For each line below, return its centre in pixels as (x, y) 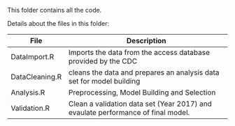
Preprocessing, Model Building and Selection (142, 92)
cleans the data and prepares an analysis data (144, 72)
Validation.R (30, 108)
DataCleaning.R (36, 77)
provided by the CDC (103, 61)
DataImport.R (33, 57)
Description (146, 41)
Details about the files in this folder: (58, 23)
